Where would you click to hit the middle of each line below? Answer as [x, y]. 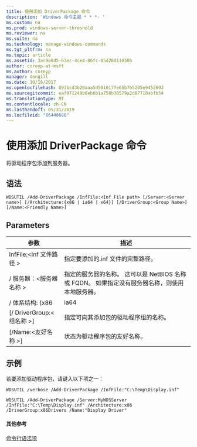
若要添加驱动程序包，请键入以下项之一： [55, 378]
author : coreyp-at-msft [35, 66]
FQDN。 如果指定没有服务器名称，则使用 [128, 283]
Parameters [28, 225]
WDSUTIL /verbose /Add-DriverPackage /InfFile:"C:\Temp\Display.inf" [93, 390]
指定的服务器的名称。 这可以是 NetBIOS [118, 274]
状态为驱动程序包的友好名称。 [105, 336]
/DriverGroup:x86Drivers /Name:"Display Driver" [67, 410]
